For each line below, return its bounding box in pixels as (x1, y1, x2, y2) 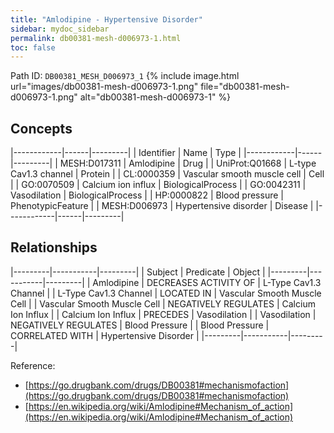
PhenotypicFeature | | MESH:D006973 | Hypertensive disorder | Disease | (10, 200, 314, 212)
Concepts (10, 120, 73, 137)
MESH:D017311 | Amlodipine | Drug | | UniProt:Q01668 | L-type (59, 157, 317, 170)
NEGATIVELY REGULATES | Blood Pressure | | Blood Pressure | (10, 319, 270, 331)
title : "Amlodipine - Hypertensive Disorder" (10, 14, 203, 25)
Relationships (10, 239, 98, 256)
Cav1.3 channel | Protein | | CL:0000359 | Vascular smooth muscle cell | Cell (10, 168, 325, 180)
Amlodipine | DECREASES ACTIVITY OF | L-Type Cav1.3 (92, 276, 322, 288)
